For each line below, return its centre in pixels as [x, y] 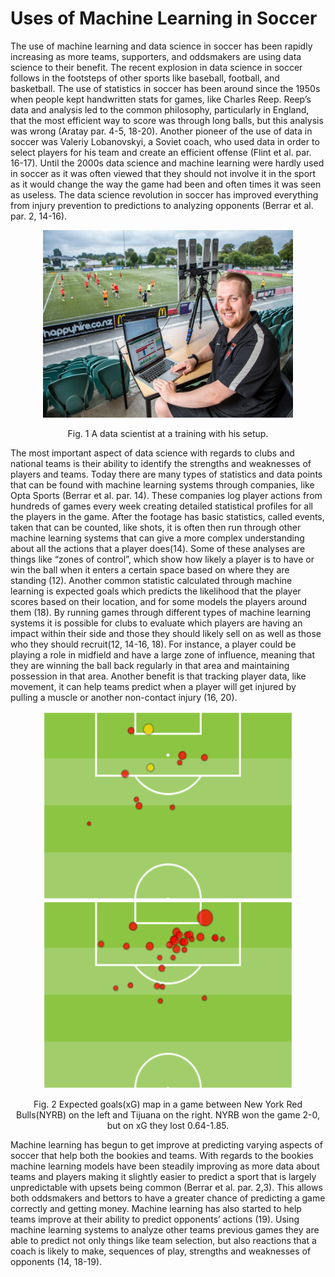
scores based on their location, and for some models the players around [159, 601]
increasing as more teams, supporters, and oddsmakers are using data [156, 56]
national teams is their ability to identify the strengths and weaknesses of [161, 463]
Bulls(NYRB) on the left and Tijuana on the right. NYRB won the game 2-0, [168, 1114]
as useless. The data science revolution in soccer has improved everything [164, 194]
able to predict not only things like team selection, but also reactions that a [163, 1240]
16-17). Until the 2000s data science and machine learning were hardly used [167, 163]
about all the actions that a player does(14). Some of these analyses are [158, 548]
